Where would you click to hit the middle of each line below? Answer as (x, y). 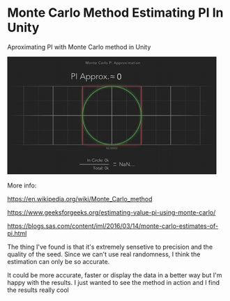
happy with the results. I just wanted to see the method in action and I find (114, 282)
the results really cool (38, 290)
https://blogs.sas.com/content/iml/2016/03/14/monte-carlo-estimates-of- (113, 226)
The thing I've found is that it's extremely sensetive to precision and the (110, 247)
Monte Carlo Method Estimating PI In (116, 13)
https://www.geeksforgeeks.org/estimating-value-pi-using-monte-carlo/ (112, 212)
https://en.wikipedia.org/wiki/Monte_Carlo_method (80, 199)
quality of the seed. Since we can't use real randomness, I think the (104, 254)
